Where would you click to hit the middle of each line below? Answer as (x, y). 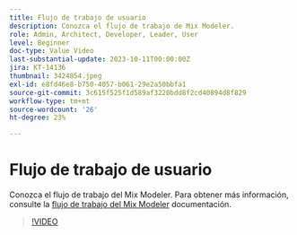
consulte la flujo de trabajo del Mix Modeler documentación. (120, 205)
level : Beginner (39, 43)
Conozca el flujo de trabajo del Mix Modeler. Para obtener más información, (149, 195)
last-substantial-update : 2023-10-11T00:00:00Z (100, 59)
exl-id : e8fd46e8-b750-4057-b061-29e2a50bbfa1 (98, 84)
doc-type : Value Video (52, 51)
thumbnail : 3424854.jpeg (56, 76)
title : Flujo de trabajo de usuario (78, 17)
